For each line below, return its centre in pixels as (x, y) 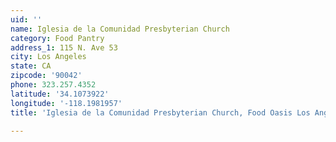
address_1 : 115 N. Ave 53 (64, 47)
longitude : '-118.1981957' (66, 103)
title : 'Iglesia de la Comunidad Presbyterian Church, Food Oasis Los (160, 112)
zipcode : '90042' (46, 76)
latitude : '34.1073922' (60, 94)
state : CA (31, 66)
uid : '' (26, 19)
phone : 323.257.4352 (53, 85)
